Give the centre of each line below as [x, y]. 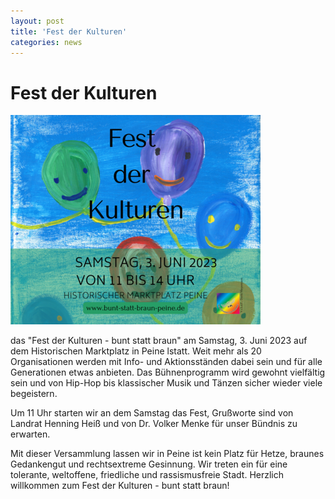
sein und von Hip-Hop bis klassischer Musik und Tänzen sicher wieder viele [166, 383]
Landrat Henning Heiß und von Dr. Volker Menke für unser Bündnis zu [154, 424]
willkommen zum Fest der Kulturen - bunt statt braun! [120, 486]
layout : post [37, 21]
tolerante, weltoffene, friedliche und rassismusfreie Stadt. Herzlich [147, 475]
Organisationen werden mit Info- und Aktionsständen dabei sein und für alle [166, 362]
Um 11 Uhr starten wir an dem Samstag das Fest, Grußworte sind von [152, 413]
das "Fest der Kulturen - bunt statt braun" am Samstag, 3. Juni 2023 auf [159, 341]
